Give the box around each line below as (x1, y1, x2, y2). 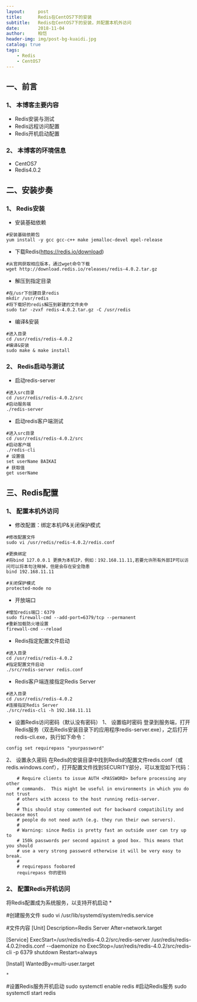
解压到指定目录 (14, 278, 51, 285)
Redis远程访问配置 (14, 123, 60, 130)
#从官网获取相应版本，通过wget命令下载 (6, 261, 91, 267)
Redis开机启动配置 (14, 130, 60, 137)
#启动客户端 (6, 442, 31, 448)
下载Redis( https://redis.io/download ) (14, 248, 105, 255)
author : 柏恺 (6, 31, 47, 37)
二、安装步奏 (6, 185, 53, 195)
